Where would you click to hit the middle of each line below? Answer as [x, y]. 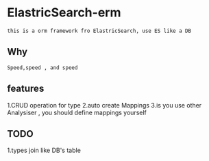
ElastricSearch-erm [64, 13]
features [26, 89]
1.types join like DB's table [44, 150]
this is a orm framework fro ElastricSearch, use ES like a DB [99, 31]
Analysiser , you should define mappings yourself [77, 112]
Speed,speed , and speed [42, 67]
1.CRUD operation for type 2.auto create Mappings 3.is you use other [104, 105]
